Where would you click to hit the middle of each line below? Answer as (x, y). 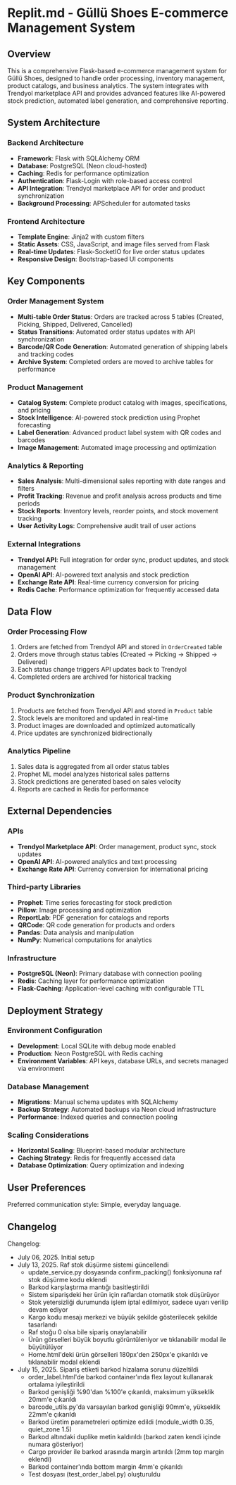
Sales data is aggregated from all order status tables (93, 766)
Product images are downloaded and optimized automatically (106, 725)
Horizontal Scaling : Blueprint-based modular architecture (101, 1151)
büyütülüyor (45, 1347)
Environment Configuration (55, 1031)
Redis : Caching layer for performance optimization (91, 981)
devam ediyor (48, 1310)
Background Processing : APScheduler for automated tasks (104, 203)
